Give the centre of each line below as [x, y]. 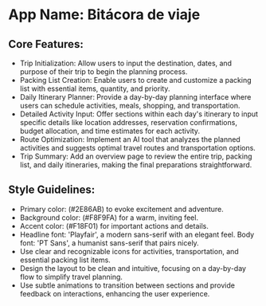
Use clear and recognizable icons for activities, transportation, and [129, 251]
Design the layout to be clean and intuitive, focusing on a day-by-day [133, 268]
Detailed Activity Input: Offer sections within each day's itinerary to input [139, 114]
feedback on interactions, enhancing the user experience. [115, 293]
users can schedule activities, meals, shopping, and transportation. [130, 106]
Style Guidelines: [52, 190]
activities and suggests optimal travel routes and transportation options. [138, 148]
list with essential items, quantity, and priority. [95, 88]
